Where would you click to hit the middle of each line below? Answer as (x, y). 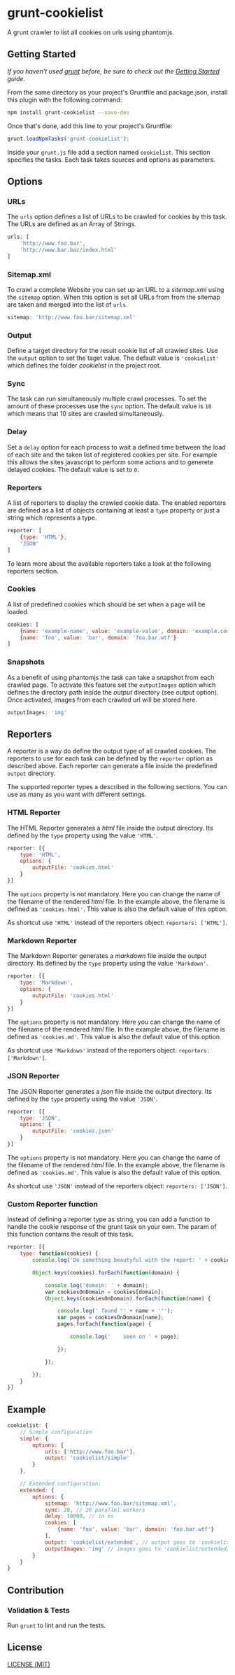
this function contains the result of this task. (71, 1235)
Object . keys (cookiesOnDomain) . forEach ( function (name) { (128, 1298)
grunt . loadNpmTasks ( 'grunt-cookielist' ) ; (69, 139)
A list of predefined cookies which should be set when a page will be (106, 604)
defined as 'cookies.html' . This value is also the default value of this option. (117, 909)
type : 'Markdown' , (47, 983)
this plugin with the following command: (65, 99)
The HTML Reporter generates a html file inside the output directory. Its (110, 828)
